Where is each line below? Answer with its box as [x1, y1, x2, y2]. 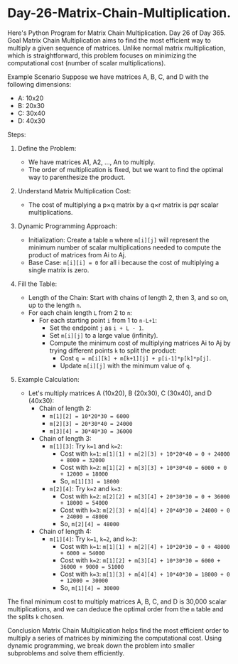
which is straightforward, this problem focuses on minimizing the [7, 51, 197, 60]
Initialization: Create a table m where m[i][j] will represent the [28, 235, 210, 244]
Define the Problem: [17, 144, 77, 152]
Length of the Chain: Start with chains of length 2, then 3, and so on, [28, 293, 229, 301]
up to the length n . [28, 301, 82, 309]
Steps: [7, 130, 26, 139]
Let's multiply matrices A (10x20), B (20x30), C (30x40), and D [28, 389, 212, 397]
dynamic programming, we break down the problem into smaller [7, 641, 195, 650]
